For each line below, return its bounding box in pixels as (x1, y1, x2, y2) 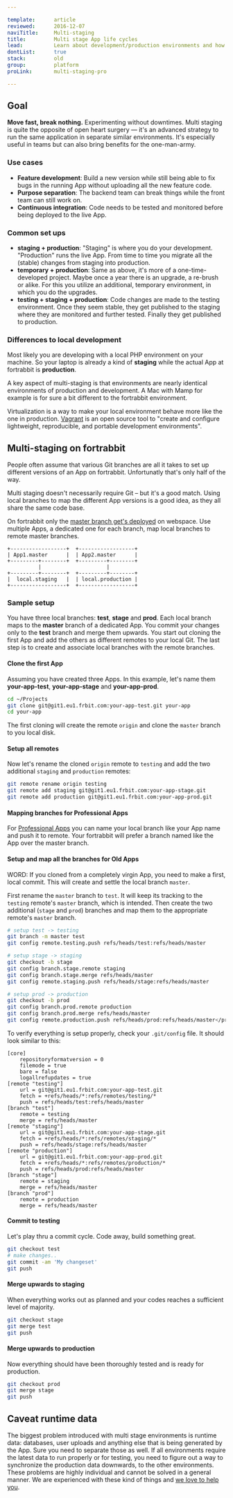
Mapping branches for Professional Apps (7, 808, 128, 817)
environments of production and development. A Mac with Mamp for (7, 387, 203, 395)
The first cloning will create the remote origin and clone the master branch (7, 721, 221, 730)
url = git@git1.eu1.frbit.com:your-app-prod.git (19, 1153, 163, 1160)
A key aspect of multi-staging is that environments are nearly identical (7, 379, 208, 387)
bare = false (19, 1068, 58, 1075)
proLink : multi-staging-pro (7, 67, 107, 75)
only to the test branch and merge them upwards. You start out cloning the (7, 629, 221, 637)
